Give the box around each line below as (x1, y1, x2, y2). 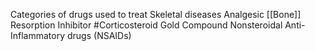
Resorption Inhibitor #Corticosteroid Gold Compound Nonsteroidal (10, 19, 283, 31)
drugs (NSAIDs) (66, 30, 132, 41)
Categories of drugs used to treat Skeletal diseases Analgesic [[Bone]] (10, 9, 302, 20)
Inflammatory (10, 30, 66, 41)
